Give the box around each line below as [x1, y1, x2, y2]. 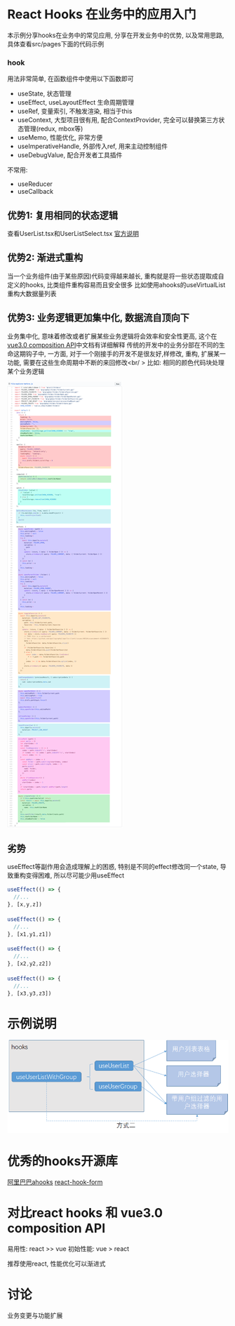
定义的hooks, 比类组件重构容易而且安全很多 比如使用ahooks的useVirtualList [7, 280, 226, 289]
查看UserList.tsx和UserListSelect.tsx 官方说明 [7, 230, 139, 238]
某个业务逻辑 [7, 366, 44, 376]
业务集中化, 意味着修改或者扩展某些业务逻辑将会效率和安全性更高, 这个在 [7, 331, 217, 340]
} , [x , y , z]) [7, 901, 42, 908]
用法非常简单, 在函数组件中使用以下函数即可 [7, 74, 134, 83]
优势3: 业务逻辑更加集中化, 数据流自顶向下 [7, 312, 189, 324]
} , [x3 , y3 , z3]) [7, 990, 52, 997]
